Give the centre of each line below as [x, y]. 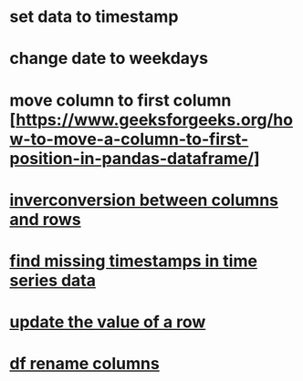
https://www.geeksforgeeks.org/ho [155, 119]
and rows [45, 219]
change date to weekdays [109, 59]
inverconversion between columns [144, 200]
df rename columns [84, 364]
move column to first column [120, 100]
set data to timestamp [94, 17]
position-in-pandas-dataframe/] [135, 158]
